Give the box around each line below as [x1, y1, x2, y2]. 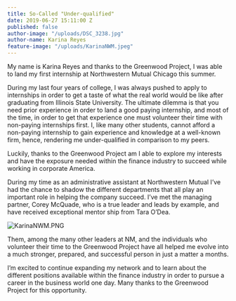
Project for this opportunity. [7, 286, 87, 294]
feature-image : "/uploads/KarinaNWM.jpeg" [7, 43, 133, 50]
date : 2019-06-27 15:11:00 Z [7, 17, 93, 24]
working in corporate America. [7, 165, 96, 172]
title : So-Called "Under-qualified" [7, 10, 114, 18]
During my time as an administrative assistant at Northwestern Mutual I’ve [7, 178, 221, 186]
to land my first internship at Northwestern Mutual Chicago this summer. [7, 70, 216, 78]
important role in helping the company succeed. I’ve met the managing [7, 193, 212, 201]
